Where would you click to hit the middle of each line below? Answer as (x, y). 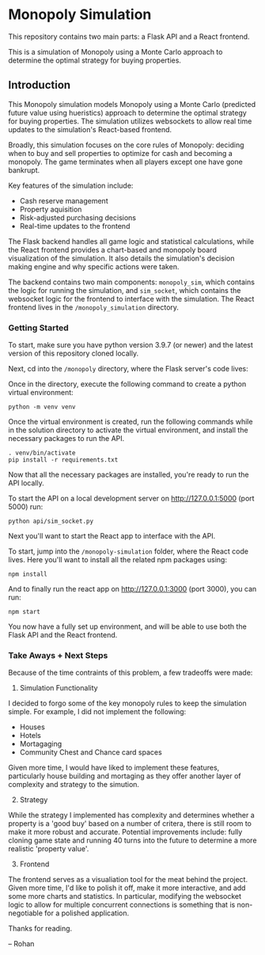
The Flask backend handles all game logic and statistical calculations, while (131, 241)
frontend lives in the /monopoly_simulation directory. (94, 307)
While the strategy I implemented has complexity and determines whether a (131, 815)
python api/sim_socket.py (51, 521)
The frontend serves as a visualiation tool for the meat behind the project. (128, 880)
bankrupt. (24, 170)
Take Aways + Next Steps (58, 655)
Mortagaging (41, 744)
